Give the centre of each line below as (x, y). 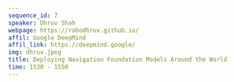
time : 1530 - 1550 (38, 67)
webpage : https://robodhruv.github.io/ (74, 30)
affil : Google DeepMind (47, 38)
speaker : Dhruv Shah (42, 23)
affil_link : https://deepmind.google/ (72, 45)
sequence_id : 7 (33, 15)
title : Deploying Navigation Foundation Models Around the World (117, 60)
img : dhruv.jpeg (35, 52)
